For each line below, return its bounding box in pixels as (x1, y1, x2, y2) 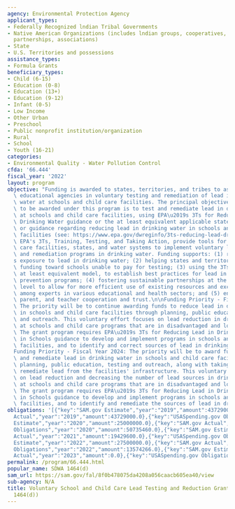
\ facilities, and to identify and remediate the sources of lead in (13, 400, 220, 408)
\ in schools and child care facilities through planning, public (13, 309, 211, 317)
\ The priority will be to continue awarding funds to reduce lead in (13, 303, 224, 310)
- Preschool (7, 120, 42, 128)
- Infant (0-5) (7, 101, 52, 108)
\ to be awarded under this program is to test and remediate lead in (13, 206, 224, 213)
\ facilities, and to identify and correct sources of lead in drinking (13, 342, 230, 349)
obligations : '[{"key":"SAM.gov (7, 407, 101, 414)
